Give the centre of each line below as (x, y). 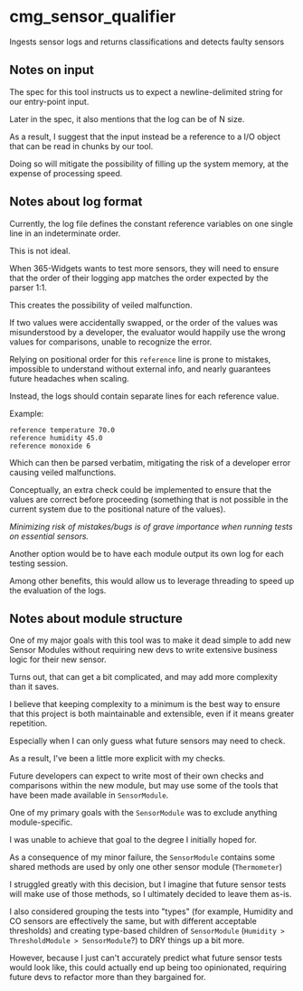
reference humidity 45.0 (56, 438)
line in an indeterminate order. (65, 233)
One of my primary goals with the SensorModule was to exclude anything (143, 813)
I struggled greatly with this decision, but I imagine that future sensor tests (148, 884)
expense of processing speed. (66, 173)
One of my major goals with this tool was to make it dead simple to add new (150, 640)
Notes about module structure (96, 618)
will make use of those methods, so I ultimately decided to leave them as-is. (151, 894)
